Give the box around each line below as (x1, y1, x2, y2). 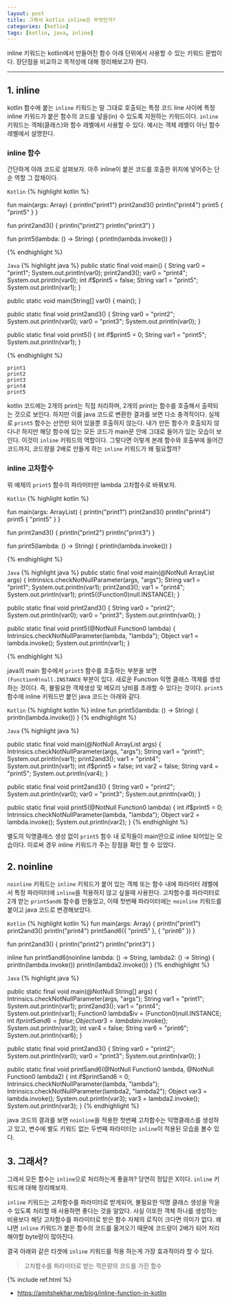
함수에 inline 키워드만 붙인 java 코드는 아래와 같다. (7, 692, 142, 701)
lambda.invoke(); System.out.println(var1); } (7, 639, 131, 647)
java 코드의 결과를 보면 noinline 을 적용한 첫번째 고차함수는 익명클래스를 (7, 1116, 201, 1124)
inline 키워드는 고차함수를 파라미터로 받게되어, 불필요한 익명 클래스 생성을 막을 (7, 1198, 220, 1206)
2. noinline (7, 861, 54, 873)
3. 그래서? (7, 1155, 48, 1167)
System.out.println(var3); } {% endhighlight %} (7, 1102, 140, 1110)
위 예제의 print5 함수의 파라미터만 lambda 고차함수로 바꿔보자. (7, 480, 177, 489)
